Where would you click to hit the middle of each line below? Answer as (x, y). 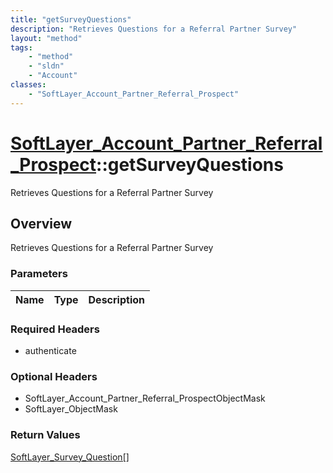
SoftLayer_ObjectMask (71, 409)
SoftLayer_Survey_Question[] (70, 457)
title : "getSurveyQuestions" (71, 19)
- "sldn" (46, 66)
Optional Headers (54, 376)
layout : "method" (46, 38)
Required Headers (55, 329)
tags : (21, 47)
